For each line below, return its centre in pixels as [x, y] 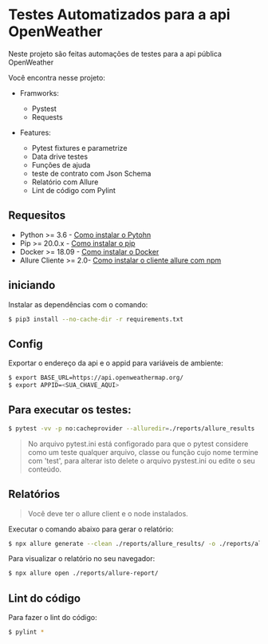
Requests [47, 117]
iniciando [32, 285]
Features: [35, 132]
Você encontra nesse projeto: [57, 77]
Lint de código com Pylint [73, 190]
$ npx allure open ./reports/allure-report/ [83, 573]
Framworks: [39, 93]
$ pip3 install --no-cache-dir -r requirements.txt [96, 319]
